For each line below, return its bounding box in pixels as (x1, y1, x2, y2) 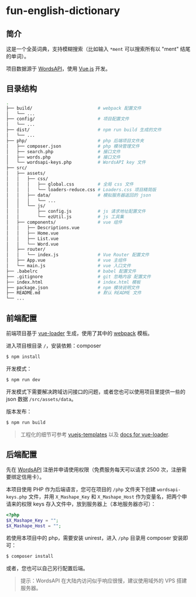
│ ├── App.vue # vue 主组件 (6, 257, 127, 264)
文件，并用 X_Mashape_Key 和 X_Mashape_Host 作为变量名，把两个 (28, 493, 183, 501)
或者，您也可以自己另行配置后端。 (6, 564, 88, 571)
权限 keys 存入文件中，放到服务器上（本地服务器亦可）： (21, 501, 156, 508)
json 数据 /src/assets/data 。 (6, 395, 77, 402)
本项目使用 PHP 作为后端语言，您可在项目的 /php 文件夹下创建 (6, 486, 156, 493)
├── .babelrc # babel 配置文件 (6, 268, 136, 274)
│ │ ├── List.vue (6, 236, 59, 241)
